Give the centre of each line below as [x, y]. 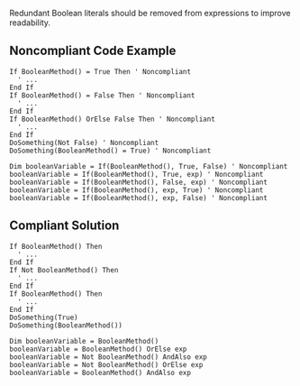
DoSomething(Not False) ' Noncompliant [84, 142]
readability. [30, 23]
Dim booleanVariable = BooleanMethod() [84, 341]
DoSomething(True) [44, 317]
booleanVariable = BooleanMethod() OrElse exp [98, 349]
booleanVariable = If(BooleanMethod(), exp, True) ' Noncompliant [136, 190]
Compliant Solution [64, 226]
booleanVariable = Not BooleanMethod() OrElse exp [106, 364]
